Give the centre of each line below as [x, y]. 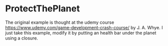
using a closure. [22, 38]
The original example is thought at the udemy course [60, 22]
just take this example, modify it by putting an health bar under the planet [81, 33]
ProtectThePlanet [43, 9]
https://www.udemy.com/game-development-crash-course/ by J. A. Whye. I [84, 27]
